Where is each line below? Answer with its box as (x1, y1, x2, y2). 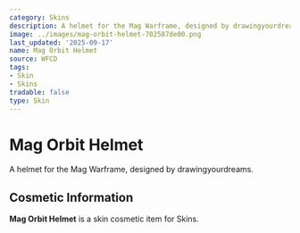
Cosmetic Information (9, 189, 134, 205)
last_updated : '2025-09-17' (9, 37, 114, 47)
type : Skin (9, 96, 50, 105)
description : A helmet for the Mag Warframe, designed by (9, 21, 229, 30)
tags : (9, 63, 29, 72)
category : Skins (9, 12, 70, 22)
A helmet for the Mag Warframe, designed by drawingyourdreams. (9, 164, 254, 175)
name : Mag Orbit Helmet (9, 46, 98, 55)
